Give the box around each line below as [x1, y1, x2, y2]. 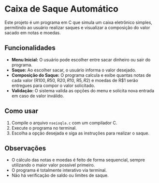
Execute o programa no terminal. [11, 125, 77, 131]
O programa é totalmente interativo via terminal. [11, 167, 107, 173]
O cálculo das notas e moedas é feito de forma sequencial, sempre [11, 157, 145, 163]
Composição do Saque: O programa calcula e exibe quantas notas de [11, 72, 151, 78]
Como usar [4, 107, 39, 115]
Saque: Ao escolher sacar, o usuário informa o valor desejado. [11, 67, 136, 73]
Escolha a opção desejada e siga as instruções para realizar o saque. [11, 130, 150, 136]
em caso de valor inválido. [11, 93, 64, 99]
